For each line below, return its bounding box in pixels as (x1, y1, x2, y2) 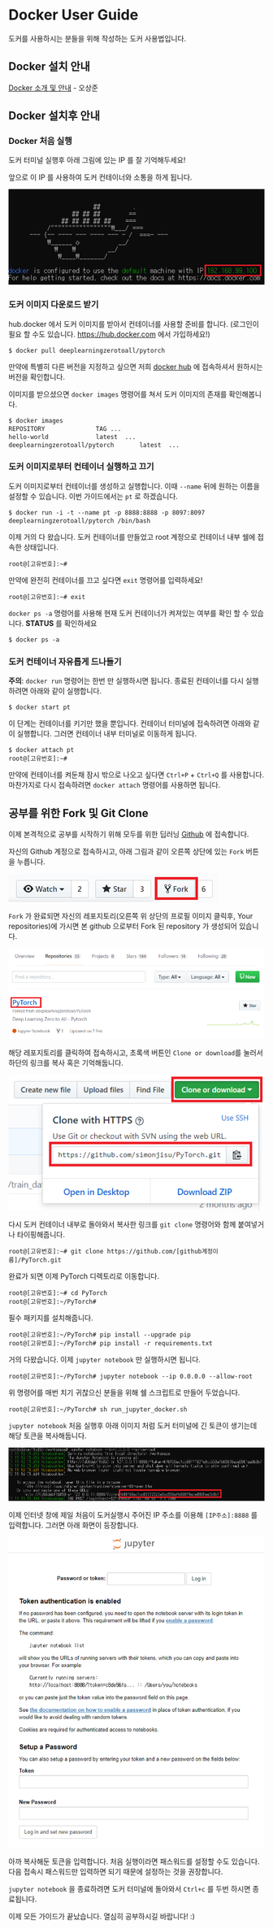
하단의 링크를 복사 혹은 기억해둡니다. (8, 1058, 123, 1068)
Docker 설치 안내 (8, 59, 91, 74)
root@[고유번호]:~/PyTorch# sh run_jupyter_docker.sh (8, 1405, 188, 1414)
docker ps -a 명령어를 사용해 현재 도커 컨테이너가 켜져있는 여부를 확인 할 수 (8, 608, 249, 618)
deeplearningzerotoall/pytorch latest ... (8, 441, 180, 449)
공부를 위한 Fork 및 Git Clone (8, 806, 149, 820)
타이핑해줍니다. (16, 1230, 66, 1240)
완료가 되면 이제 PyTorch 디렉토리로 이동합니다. (8, 1271, 160, 1281)
